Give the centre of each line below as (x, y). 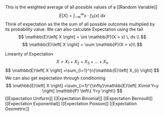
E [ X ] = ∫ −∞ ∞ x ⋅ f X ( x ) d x (82, 16)
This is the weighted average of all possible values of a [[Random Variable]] (81, 7)
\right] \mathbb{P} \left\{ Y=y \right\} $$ (82, 91)
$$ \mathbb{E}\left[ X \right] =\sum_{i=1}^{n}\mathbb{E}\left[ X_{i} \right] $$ (82, 71)
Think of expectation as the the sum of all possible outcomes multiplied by (80, 24)
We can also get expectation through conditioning (55, 78)
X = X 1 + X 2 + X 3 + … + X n (82, 62)
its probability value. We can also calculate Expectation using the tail (74, 29)
